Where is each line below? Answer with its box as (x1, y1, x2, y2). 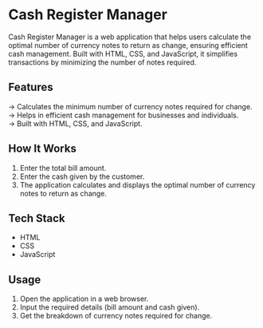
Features (8, 81, 53, 94)
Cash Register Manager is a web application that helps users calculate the (8, 32, 252, 41)
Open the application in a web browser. (19, 294, 149, 304)
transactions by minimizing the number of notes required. (8, 57, 197, 67)
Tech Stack (8, 211, 65, 225)
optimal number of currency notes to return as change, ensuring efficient (8, 40, 249, 49)
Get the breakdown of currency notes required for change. (19, 311, 213, 321)
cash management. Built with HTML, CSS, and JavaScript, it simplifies (8, 49, 237, 58)
